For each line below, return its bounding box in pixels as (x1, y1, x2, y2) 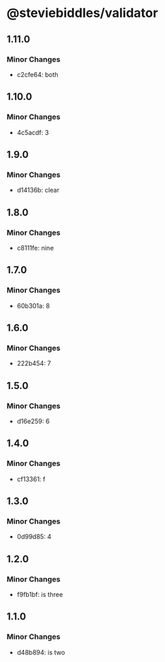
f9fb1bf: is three (16, 591, 63, 599)
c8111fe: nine (16, 243, 54, 252)
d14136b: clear (16, 186, 60, 194)
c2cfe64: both (16, 70, 59, 79)
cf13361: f (16, 475, 46, 483)
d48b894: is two (16, 648, 66, 656)
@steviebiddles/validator (6, 5, 159, 21)
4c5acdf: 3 (16, 128, 49, 137)
